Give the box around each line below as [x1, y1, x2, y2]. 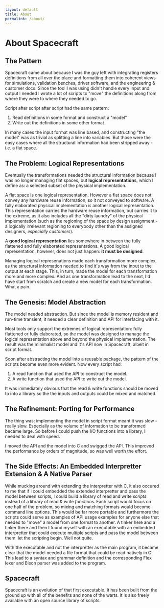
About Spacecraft [5, 37, 79, 48]
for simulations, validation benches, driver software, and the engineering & [5, 80, 156, 86]
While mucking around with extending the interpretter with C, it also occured [5, 483, 159, 489]
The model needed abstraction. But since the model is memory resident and [5, 311, 159, 317]
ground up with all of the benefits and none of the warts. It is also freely [5, 592, 149, 598]
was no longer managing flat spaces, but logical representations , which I [5, 177, 154, 184]
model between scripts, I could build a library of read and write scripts [5, 493, 147, 499]
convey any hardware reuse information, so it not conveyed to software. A [5, 197, 154, 203]
